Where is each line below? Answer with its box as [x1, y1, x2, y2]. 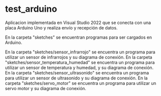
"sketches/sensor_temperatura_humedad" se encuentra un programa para [5, 59, 155, 65]
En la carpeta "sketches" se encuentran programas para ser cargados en [5, 34, 152, 40]
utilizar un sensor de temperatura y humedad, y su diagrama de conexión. [5, 65, 154, 71]
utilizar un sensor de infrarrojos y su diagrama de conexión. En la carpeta [5, 54, 153, 60]
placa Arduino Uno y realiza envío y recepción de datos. [5, 24, 118, 30]
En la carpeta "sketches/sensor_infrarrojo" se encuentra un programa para [5, 49, 156, 55]
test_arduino [5, 3, 58, 15]
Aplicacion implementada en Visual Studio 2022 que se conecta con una [5, 20, 151, 25]
